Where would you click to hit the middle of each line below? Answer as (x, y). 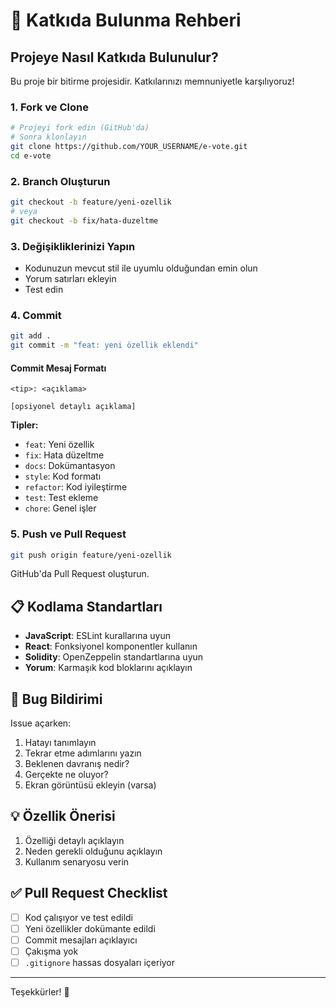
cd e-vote (31, 155)
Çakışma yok (51, 951)
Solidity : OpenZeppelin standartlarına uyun (114, 657)
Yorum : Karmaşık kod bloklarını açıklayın (108, 668)
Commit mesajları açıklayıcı (81, 940)
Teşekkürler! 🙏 (40, 992)
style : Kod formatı (63, 476)
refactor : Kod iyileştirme (76, 487)
